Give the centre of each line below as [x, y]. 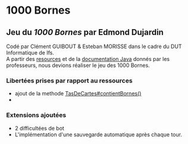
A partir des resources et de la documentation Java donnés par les [88, 59]
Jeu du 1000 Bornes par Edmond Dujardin [85, 32]
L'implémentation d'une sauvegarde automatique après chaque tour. [98, 135]
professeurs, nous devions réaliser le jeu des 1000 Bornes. [78, 65]
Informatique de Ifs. [30, 53]
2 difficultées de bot [39, 128]
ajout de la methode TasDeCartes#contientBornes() [78, 94]
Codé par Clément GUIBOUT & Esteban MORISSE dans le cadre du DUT [94, 46]
